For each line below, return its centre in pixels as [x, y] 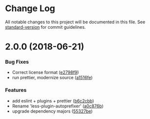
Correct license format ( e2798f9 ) [45, 72]
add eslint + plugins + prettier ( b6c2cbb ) [53, 101]
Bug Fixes [17, 62]
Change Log [30, 8]
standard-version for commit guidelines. [45, 27]
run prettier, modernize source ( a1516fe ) [52, 78]
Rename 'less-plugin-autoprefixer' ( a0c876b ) [58, 106]
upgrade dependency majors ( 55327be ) [52, 111]
